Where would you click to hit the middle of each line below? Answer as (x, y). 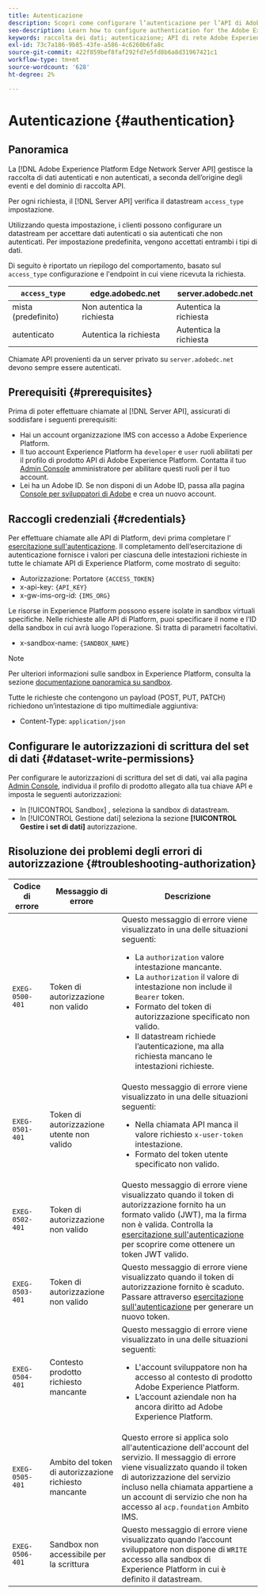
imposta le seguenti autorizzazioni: (65, 795)
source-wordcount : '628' (49, 67)
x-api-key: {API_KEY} (53, 587)
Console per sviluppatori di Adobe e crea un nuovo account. (118, 494)
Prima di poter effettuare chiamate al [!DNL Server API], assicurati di (120, 411)
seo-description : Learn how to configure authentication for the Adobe (129, 30)
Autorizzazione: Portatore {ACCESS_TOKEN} (87, 578)
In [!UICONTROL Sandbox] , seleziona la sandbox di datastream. (124, 810)
